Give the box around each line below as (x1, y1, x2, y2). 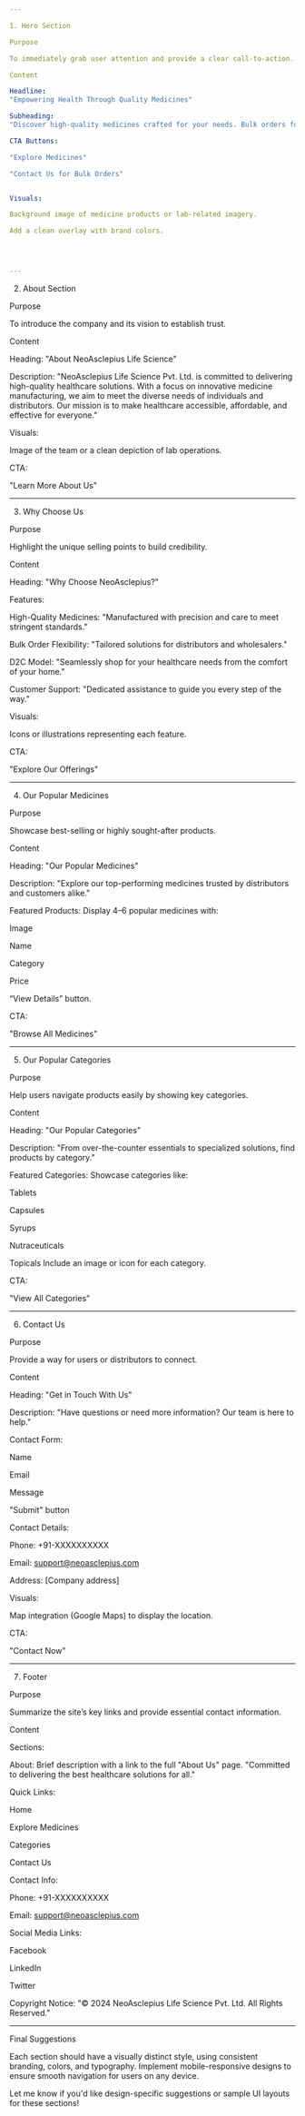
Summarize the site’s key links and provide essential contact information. (9, 1706, 281, 1717)
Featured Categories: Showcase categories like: (9, 1170, 189, 1181)
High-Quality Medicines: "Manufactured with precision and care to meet (9, 612, 280, 622)
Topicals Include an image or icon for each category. (9, 1258, 207, 1268)
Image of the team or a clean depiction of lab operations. (9, 445, 222, 455)
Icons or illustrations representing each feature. (9, 728, 187, 739)
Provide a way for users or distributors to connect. (9, 1354, 198, 1365)
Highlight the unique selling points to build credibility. (9, 541, 208, 552)
